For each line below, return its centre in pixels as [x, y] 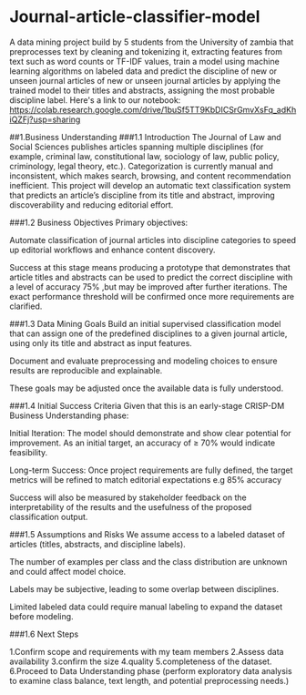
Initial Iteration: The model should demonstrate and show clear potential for [150, 433]
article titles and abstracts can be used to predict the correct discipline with [151, 277]
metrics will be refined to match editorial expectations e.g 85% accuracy [146, 479]
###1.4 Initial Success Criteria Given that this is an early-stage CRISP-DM [147, 405]
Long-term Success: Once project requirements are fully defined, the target [151, 470]
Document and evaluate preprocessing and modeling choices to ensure [143, 361]
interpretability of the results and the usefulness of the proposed [131, 506]
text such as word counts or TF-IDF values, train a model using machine [144, 61]
